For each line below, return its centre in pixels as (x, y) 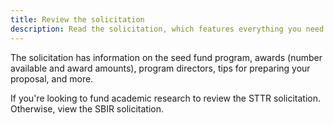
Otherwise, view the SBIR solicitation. (87, 108)
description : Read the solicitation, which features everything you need (167, 29)
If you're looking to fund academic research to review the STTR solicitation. (166, 98)
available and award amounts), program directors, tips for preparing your (160, 68)
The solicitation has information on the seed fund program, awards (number (166, 57)
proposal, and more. (52, 78)
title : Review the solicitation (77, 19)
